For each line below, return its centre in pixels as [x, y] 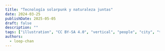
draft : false [18, 23]
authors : [14, 37]
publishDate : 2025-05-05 [30, 18]
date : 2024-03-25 [23, 14]
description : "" [22, 28]
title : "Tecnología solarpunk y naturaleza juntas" [59, 9]
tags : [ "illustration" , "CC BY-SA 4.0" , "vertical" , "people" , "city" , [80, 32]
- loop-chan [22, 41]
